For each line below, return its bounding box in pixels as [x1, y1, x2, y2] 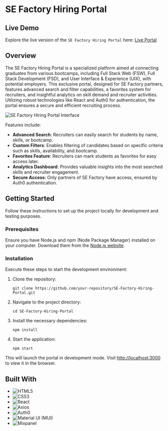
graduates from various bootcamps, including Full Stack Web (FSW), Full [5, 70, 155, 76]
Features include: [5, 122, 41, 128]
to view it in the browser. [5, 360, 56, 366]
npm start [12, 346, 34, 351]
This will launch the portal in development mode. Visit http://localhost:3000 [5, 355, 161, 361]
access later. [12, 158, 39, 164]
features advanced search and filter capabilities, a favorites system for [5, 86, 151, 92]
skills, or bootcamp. [12, 137, 54, 143]
